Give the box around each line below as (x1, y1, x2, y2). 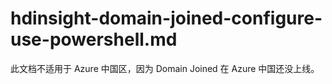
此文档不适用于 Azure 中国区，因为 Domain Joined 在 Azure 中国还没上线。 (10, 62, 320, 74)
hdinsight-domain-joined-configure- (10, 7, 323, 30)
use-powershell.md (10, 28, 178, 51)
